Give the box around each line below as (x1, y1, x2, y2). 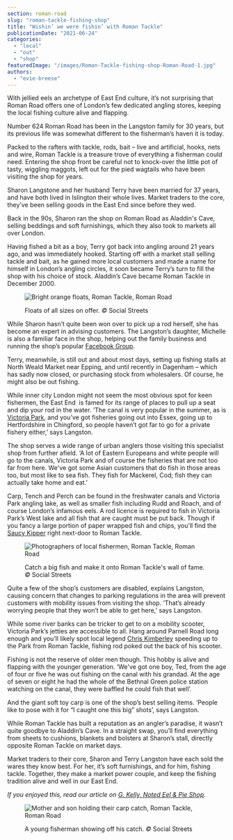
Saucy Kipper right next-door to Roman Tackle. (7, 529, 143, 538)
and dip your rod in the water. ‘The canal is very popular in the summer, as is (7, 406, 227, 414)
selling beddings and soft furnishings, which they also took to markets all (7, 222, 216, 230)
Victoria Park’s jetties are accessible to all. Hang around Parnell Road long (7, 627, 219, 636)
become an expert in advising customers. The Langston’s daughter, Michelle (7, 328, 226, 336)
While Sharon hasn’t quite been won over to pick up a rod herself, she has (7, 320, 219, 328)
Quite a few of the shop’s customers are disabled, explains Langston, (7, 584, 205, 592)
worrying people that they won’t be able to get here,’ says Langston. (7, 606, 203, 615)
